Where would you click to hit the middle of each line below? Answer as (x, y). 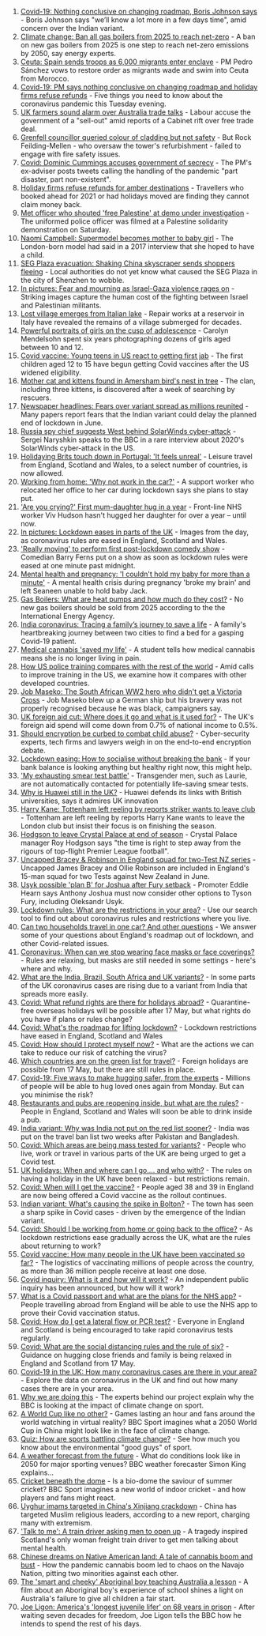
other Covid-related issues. (65, 943)
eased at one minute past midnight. (78, 565)
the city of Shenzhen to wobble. (72, 280)
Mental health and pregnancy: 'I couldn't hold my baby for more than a (135, 574)
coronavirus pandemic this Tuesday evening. (93, 104)
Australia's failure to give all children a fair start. (98, 1598)
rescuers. (36, 398)
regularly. (36, 1338)
